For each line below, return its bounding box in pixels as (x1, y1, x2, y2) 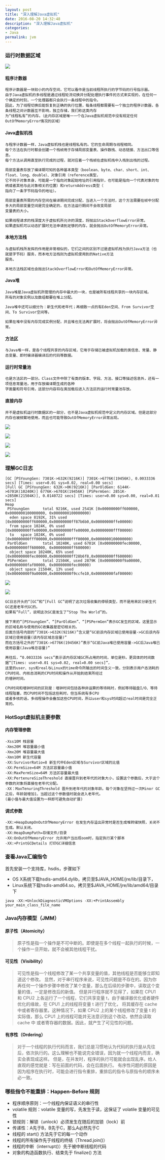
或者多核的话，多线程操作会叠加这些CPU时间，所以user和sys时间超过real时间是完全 (5, 696, 154, 701)
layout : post (5, 7, 32, 12)
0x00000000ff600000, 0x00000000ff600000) (5, 545, 92, 550)
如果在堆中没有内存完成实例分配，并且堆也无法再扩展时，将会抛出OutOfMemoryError (5, 319, 154, 324)
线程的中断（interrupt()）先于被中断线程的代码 (12, 1144, 107, 1150)
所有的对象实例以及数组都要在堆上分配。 (5, 295, 75, 300)
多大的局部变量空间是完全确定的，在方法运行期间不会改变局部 (5, 203, 112, 208)
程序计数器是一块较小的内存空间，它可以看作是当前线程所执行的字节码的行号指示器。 (5, 87, 152, 92)
